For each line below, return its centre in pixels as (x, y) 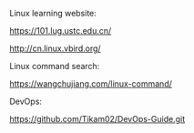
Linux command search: (55, 66)
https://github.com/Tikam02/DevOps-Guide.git (97, 119)
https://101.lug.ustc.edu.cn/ (61, 31)
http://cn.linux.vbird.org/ (56, 48)
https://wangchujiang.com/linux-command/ (91, 84)
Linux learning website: (53, 13)
